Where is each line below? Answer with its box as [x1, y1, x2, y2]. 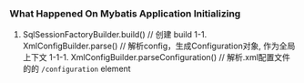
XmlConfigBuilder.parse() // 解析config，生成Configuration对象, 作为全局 [22, 40, 296, 52]
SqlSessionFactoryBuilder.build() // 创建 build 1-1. [22, 29, 208, 40]
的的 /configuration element [22, 63, 131, 75]
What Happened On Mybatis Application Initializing [9, 7, 241, 20]
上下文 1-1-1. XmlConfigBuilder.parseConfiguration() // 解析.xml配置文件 [22, 52, 291, 63]
